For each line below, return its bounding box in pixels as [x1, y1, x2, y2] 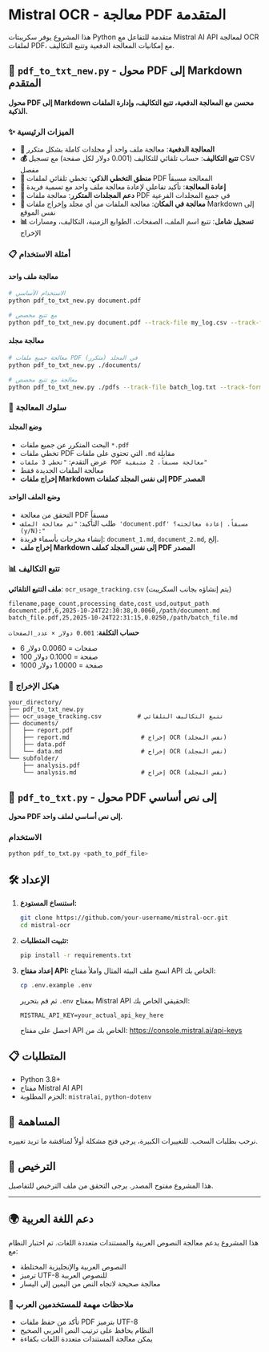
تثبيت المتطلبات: [19, 935, 70, 945]
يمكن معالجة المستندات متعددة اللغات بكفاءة [19, 1334, 154, 1344]
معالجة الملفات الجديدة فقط [19, 465, 104, 474]
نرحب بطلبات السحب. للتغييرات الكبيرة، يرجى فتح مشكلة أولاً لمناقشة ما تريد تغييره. [8, 1136, 259, 1146]
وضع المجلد [8, 422, 42, 431]
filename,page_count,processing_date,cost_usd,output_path [8, 599, 210, 607]
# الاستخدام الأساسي [8, 289, 66, 297]
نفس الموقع [19, 208, 56, 217]
